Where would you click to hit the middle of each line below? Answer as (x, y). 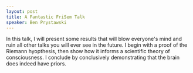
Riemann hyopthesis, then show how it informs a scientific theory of (88, 51)
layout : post (22, 11)
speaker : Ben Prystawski (36, 22)
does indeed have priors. (36, 64)
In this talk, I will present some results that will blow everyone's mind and (94, 39)
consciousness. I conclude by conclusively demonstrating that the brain (93, 58)
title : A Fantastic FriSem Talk (45, 17)
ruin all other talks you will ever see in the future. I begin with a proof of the (97, 45)
